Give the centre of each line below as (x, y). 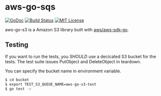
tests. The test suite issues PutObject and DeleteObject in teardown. (73, 61)
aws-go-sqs (30, 7)
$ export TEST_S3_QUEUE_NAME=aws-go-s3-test (51, 84)
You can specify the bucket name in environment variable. (63, 71)
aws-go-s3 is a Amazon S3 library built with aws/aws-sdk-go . (67, 29)
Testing (17, 45)
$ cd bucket (17, 80)
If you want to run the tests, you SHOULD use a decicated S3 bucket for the (80, 56)
